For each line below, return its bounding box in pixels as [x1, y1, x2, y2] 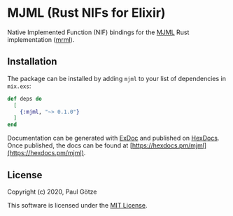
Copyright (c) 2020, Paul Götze [7, 187, 97, 196]
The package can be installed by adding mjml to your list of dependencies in [7, 74, 226, 82]
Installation [7, 56, 57, 68]
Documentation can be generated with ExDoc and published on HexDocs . [7, 134, 220, 143]
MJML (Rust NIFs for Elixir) [7, 5, 166, 21]
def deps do [7, 95, 42, 102]
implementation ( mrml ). [7, 35, 75, 43]
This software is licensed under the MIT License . [7, 201, 148, 209]
